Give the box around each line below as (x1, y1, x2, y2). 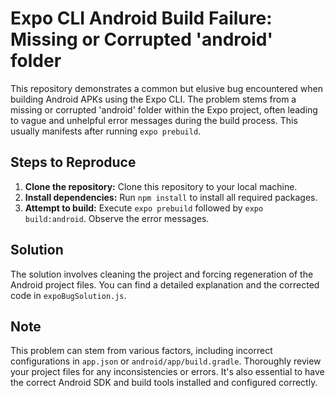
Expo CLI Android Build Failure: (10, 7, 273, 30)
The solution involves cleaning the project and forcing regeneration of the (10, 268, 314, 280)
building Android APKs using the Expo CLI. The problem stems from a (10, 93, 297, 105)
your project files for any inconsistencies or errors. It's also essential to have (10, 366, 325, 378)
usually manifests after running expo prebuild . (10, 125, 202, 137)
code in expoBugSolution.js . (10, 289, 127, 301)
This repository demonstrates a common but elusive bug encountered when (10, 82, 324, 94)
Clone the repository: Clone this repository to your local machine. (24, 180, 298, 192)
